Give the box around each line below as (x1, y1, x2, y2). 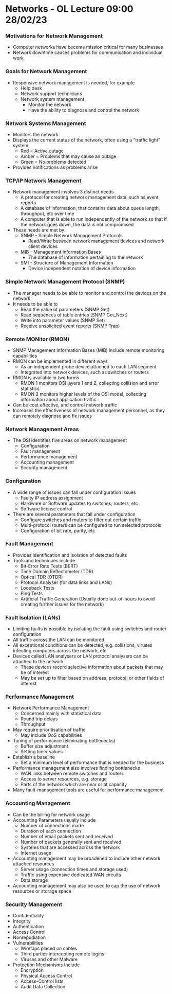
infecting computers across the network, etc (12, 648, 107, 654)
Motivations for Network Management (5, 32, 103, 40)
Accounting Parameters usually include (12, 816, 96, 823)
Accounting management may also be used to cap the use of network (12, 882, 161, 889)
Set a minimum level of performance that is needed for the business (20, 759, 164, 766)
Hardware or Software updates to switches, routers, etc (20, 500, 138, 506)
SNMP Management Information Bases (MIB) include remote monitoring (12, 347, 165, 353)
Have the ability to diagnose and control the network (28, 106, 140, 113)
